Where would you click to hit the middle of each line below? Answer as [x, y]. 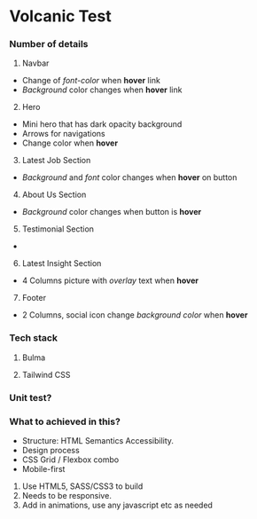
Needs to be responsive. [67, 495]
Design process [51, 450]
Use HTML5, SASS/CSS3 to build [82, 486]
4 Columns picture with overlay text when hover [110, 280]
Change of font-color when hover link [91, 81]
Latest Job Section [56, 161]
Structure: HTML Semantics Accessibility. [98, 440]
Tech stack [33, 338]
